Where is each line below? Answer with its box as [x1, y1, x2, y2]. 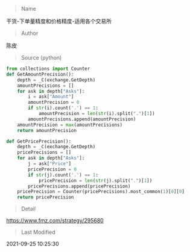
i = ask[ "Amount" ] [28, 93, 74, 100]
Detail [21, 205, 36, 213]
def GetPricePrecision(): [6, 138, 71, 144]
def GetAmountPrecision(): [6, 71, 74, 77]
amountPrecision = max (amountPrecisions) [17, 122, 122, 128]
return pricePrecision [17, 194, 74, 201]
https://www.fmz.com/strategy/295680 [6, 217, 104, 224]
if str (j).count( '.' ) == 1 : [28, 172, 98, 178]
